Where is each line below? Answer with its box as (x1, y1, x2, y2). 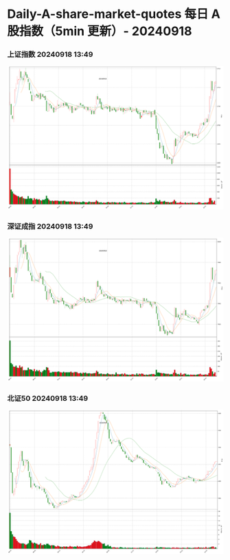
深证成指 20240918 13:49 (7, 221, 93, 231)
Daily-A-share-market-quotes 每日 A (7, 6, 221, 22)
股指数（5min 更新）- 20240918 (7, 23, 192, 39)
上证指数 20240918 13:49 (7, 49, 93, 59)
